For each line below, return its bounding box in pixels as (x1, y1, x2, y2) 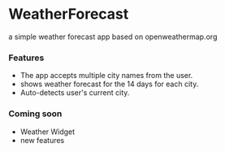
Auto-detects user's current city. (19, 88, 130, 98)
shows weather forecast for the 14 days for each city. (19, 79, 199, 89)
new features (19, 135, 65, 145)
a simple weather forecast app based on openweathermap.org (8, 32, 218, 41)
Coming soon (8, 108, 63, 119)
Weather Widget (19, 127, 76, 137)
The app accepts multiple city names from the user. (19, 71, 193, 80)
